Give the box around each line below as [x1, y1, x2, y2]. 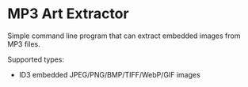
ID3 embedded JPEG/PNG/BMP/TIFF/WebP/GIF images [18, 70, 201, 79]
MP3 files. [7, 39, 40, 48]
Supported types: [7, 55, 65, 64]
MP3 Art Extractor [7, 5, 129, 23]
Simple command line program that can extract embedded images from [7, 31, 241, 40]
